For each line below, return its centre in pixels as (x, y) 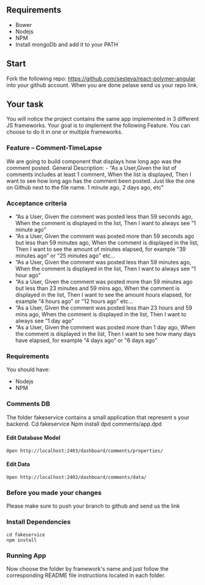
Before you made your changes (54, 492)
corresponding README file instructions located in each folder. (86, 575)
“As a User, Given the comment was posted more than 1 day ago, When (105, 327)
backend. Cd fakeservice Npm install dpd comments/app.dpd (84, 424)
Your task (25, 105)
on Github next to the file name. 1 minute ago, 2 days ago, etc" (85, 187)
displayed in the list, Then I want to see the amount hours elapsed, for (103, 295)
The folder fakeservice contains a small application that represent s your (98, 417)
